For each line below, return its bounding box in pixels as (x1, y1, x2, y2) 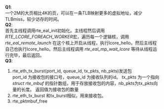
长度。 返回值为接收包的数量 (21, 86, 79, 92)
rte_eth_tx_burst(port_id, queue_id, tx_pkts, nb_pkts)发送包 (12, 68, 132, 73)
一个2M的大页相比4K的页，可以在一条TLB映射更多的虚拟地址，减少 (5, 10, 142, 16)
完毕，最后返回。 (9, 52, 44, 58)
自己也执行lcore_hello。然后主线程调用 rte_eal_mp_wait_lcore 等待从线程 (5, 46, 153, 52)
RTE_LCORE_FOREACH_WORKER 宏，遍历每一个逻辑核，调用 (5, 34, 129, 39)
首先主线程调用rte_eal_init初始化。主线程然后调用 (5, 28, 105, 34)
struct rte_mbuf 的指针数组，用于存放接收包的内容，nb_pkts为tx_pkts (12, 80, 154, 86)
